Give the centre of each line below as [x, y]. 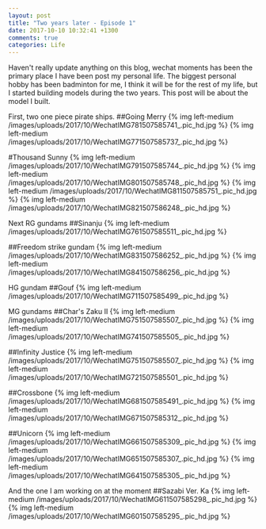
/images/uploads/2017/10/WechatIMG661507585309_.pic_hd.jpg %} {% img [132, 442]
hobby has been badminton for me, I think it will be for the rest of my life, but [133, 85]
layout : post [30, 15]
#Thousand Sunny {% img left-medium [72, 157]
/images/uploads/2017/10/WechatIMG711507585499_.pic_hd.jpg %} [119, 296]
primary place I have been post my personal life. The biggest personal [122, 76]
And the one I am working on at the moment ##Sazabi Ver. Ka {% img [122, 491]
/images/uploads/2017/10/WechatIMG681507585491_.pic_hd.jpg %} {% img [132, 401]
